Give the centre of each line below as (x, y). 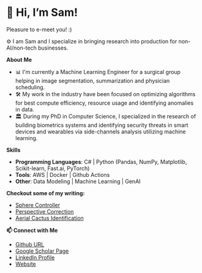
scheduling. (30, 87)
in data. (25, 109)
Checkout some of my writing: (46, 193)
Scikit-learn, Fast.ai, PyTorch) (52, 168)
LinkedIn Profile (35, 257)
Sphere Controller (38, 205)
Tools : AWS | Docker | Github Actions (62, 174)
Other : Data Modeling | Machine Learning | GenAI (78, 181)
